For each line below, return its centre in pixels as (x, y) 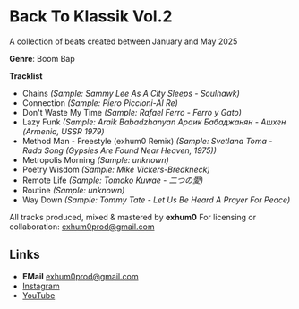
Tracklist (26, 76)
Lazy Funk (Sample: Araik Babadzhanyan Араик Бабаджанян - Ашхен (154, 122)
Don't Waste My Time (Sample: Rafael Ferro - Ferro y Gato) (132, 112)
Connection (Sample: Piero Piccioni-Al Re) (100, 103)
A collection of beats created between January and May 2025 (124, 41)
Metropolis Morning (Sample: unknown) (96, 159)
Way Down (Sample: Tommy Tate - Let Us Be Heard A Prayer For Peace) (156, 200)
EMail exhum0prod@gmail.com (80, 276)
